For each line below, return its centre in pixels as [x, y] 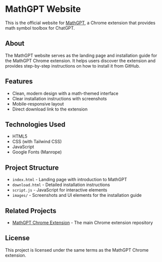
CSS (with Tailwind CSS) [37, 142]
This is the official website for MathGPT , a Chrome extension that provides [80, 23]
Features [19, 82]
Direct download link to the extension [50, 109]
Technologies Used [35, 124]
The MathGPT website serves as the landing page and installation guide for [81, 55]
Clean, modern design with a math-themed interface [65, 93]
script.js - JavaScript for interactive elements [60, 190]
